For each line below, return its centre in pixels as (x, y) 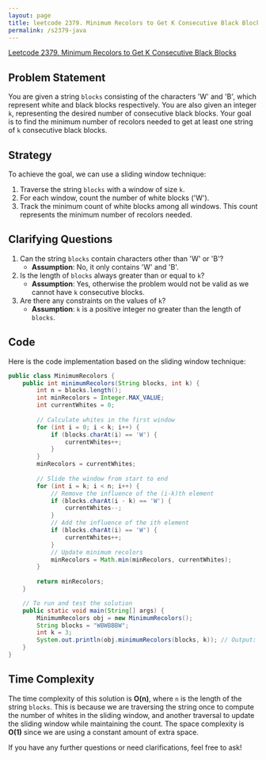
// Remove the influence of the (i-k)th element (132, 493)
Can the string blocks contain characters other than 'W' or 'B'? (122, 259)
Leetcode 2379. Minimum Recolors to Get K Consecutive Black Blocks (122, 53)
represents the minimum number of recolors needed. (106, 215)
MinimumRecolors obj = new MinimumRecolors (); (115, 618)
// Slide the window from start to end (103, 478)
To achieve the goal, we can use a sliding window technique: (107, 174)
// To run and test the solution (78, 603)
